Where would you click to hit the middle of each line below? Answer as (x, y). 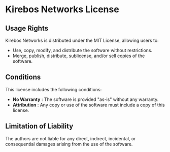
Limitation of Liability (39, 126)
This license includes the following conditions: (54, 89)
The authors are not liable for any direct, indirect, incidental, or (71, 138)
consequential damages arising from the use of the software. (69, 144)
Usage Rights (27, 28)
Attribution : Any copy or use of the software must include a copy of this (89, 105)
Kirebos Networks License (62, 9)
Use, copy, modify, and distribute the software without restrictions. (82, 50)
